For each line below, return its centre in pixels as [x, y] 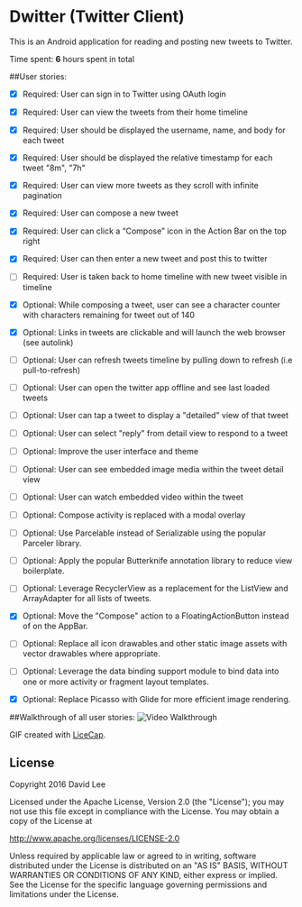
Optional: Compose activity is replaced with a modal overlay [134, 515]
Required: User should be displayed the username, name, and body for [154, 130]
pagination [42, 196]
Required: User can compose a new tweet [100, 213]
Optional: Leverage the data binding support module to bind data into [151, 671]
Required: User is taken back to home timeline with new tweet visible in [155, 277]
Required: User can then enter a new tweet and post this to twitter [145, 259]
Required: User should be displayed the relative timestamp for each [147, 158]
